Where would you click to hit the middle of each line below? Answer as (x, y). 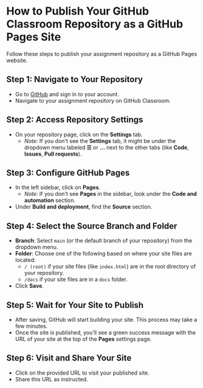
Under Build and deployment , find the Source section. (84, 207)
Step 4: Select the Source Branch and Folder (92, 226)
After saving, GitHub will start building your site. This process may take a (106, 320)
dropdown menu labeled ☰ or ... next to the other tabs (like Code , (107, 147)
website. (17, 60)
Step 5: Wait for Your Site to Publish (75, 305)
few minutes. (31, 326)
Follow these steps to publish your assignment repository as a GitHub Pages (102, 54)
